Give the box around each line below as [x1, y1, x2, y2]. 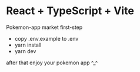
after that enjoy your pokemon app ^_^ [6, 59, 98, 66]
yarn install [14, 41, 42, 48]
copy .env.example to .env [14, 35, 79, 42]
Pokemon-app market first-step [6, 24, 83, 31]
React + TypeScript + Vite [6, 4, 134, 18]
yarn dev [14, 47, 36, 54]
